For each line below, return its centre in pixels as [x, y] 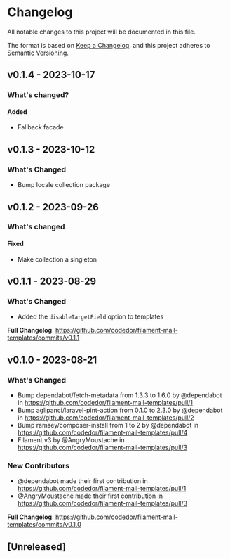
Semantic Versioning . [38, 53]
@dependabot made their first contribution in [83, 481]
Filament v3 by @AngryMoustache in [71, 440]
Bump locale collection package [64, 185]
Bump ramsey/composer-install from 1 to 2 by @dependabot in [108, 425]
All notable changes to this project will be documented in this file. [102, 32]
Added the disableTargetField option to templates [90, 316]
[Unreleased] [37, 547]
